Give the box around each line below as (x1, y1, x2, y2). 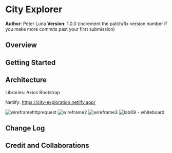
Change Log (5, 124, 45, 133)
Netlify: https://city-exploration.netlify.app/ (5, 99, 96, 105)
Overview (5, 41, 37, 50)
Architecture (5, 76, 47, 84)
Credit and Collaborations (5, 141, 89, 150)
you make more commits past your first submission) (5, 26, 116, 32)
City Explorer (5, 4, 63, 15)
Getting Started (5, 58, 56, 67)
